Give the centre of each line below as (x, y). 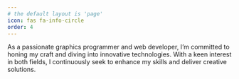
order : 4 (20, 27)
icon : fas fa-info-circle (46, 20)
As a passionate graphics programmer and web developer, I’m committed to (118, 47)
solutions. (22, 69)
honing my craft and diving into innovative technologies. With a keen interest (119, 54)
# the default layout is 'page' (55, 14)
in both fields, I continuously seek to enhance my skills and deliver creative (117, 62)
